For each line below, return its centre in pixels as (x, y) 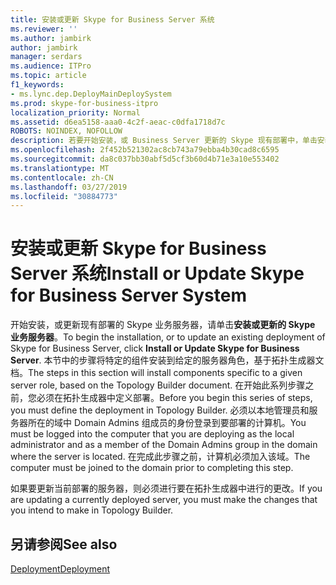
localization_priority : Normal (75, 112)
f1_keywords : (37, 85)
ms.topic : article (48, 76)
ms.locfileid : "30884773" (64, 196)
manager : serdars (46, 57)
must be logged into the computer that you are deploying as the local (152, 434)
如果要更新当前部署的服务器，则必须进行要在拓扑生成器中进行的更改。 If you (166, 488)
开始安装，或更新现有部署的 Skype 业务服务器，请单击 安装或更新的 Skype (163, 325)
